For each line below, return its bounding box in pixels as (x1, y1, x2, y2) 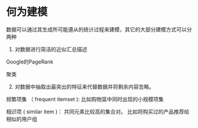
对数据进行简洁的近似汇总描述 (14, 45, 87, 53)
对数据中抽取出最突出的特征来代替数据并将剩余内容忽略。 (14, 83, 154, 90)
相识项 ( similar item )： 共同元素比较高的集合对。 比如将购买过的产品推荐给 (6, 108, 190, 115)
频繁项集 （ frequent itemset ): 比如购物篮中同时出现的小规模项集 (6, 95, 164, 103)
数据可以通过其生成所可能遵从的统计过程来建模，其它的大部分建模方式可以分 (6, 26, 192, 33)
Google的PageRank (6, 58, 54, 65)
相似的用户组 (6, 115, 37, 122)
